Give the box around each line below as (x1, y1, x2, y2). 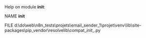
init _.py (86, 28, 101, 33)
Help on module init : (4, 4, 46, 9)
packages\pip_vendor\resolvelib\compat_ (4, 28, 87, 33)
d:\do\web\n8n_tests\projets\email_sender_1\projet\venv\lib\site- (14, 22, 142, 28)
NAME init (4, 13, 25, 19)
